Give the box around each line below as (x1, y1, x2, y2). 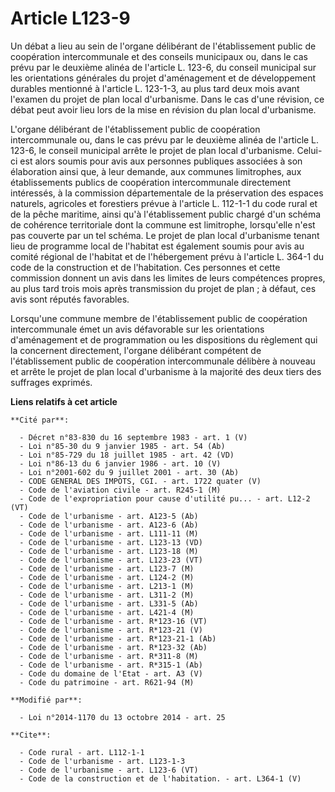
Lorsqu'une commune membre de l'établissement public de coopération (10, 312, 308, 324)
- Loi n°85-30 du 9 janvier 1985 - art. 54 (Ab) (19, 441, 226, 451)
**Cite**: (10, 730, 52, 740)
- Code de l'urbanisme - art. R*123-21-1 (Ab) (19, 633, 217, 644)
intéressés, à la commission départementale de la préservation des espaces (10, 187, 324, 199)
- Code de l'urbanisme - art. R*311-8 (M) (19, 651, 199, 661)
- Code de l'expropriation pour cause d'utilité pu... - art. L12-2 (19, 493, 311, 504)
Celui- (296, 144, 323, 156)
